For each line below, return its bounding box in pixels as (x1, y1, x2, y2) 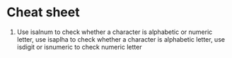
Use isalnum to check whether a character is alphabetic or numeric (16, 28, 213, 36)
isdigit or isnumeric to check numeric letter (16, 42, 142, 51)
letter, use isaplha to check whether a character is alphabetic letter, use (16, 35, 226, 43)
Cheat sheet (6, 4, 80, 21)
